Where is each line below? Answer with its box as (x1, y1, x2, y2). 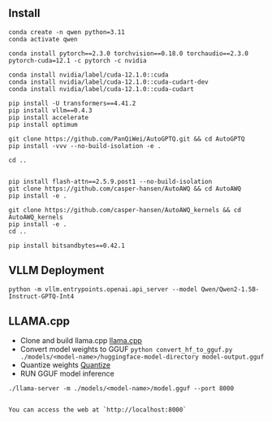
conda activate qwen (8, 35, 79, 43)
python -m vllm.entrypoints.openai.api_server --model (8, 285, 198, 294)
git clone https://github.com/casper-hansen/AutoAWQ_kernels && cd (8, 206, 242, 214)
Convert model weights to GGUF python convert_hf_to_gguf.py (19, 345, 233, 355)
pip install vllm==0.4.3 (8, 106, 93, 115)
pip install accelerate (8, 113, 89, 121)
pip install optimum (8, 120, 79, 128)
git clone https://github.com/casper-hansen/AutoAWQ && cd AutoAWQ (8, 185, 242, 193)
